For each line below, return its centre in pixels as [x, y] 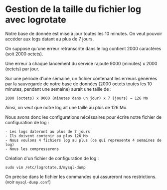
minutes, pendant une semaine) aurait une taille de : [58, 89]
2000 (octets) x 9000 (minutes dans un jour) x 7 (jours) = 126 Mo [77, 98]
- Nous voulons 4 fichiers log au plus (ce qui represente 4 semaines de [83, 140]
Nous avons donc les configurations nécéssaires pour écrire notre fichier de [83, 117]
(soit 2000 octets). [24, 54]
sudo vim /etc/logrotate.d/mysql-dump [45, 167]
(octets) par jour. [22, 69]
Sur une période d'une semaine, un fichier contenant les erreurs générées [81, 78]
